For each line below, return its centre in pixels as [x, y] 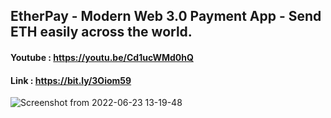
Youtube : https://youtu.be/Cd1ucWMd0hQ [102, 57]
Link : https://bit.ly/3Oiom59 [71, 80]
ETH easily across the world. [101, 32]
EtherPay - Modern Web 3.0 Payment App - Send [166, 16]
